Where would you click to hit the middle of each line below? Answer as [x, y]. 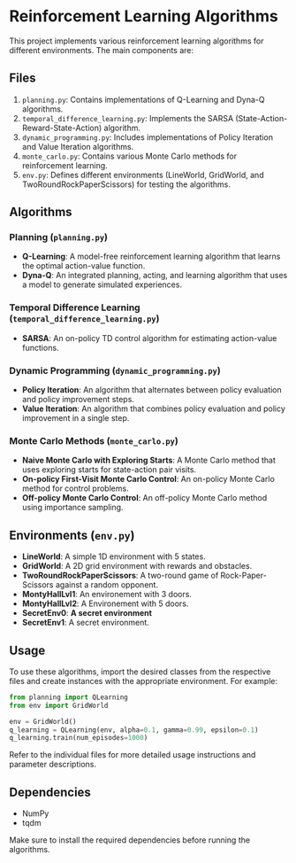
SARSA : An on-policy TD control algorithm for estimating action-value [149, 338]
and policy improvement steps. [78, 400]
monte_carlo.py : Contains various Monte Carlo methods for [129, 156]
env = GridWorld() [43, 721]
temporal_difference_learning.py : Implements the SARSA [128, 118]
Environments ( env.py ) [72, 535]
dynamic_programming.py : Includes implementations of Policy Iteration [148, 137]
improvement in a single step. [76, 418]
